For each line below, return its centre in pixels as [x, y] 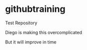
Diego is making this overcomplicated [43, 32]
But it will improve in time [31, 42]
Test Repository [21, 23]
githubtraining [35, 9]
